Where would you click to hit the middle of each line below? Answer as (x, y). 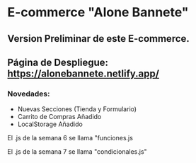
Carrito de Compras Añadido (59, 117)
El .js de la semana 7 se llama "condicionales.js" (77, 152)
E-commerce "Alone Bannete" (98, 12)
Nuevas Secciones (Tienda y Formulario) (77, 109)
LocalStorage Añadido (50, 124)
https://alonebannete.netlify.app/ (83, 73)
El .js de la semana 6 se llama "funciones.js (70, 138)
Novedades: (29, 94)
